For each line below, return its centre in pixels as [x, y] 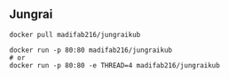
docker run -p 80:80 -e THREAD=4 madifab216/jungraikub [114, 65]
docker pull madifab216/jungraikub [75, 34]
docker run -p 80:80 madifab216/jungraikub [91, 50]
